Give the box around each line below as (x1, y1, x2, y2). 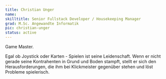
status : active (5, 30, 37, 35)
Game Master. (5, 44, 34, 49)
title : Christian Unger (5, 7, 55, 12)
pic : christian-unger (5, 26, 50, 31)
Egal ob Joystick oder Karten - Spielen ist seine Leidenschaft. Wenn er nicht (5, 53, 161, 59)
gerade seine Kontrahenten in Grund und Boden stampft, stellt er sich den (5, 59, 157, 64)
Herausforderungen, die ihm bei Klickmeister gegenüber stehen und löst (5, 64, 153, 70)
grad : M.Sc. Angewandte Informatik (5, 21, 79, 26)
